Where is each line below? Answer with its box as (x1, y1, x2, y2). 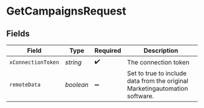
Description (143, 47, 178, 55)
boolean (64, 81, 89, 89)
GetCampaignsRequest (6, 4, 126, 18)
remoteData (9, 81, 41, 88)
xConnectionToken (9, 59, 59, 66)
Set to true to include (127, 69, 187, 77)
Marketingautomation (127, 84, 188, 92)
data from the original (127, 77, 189, 85)
